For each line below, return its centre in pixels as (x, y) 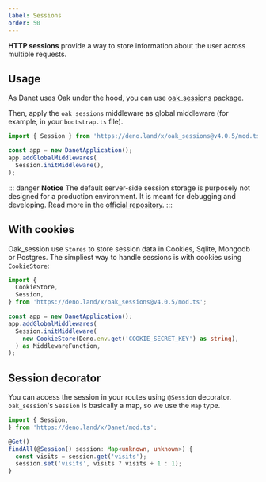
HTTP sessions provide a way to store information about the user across (127, 45)
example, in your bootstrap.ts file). (66, 122)
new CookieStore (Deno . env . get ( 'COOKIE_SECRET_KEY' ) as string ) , (131, 339)
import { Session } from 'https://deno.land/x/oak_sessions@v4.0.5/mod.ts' (136, 136)
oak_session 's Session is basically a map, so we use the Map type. (114, 406)
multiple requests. (38, 54)
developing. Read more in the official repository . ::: (90, 205)
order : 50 (25, 23)
